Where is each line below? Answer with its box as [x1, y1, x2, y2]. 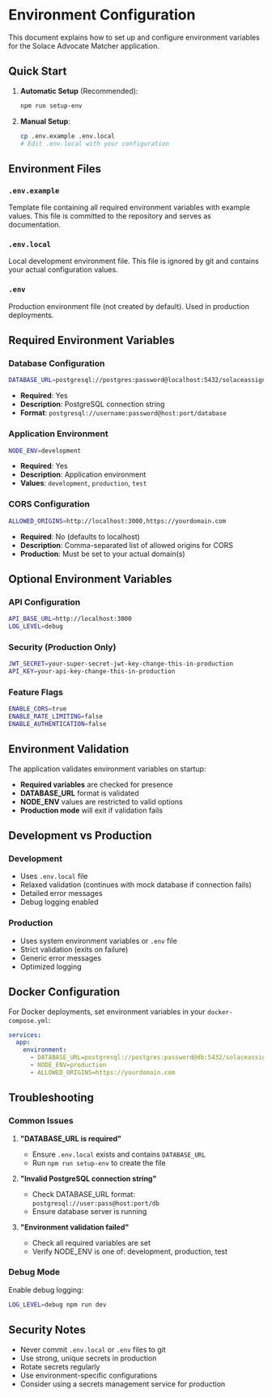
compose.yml [8, 1017, 49, 1025]
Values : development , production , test [19, 478, 147, 488]
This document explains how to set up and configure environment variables [8, 32, 261, 42]
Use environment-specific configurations [19, 1370, 158, 1380]
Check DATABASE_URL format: [32, 1189, 136, 1199]
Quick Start [8, 65, 67, 79]
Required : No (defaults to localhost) [19, 532, 140, 541]
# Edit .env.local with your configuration [19, 139, 170, 147]
